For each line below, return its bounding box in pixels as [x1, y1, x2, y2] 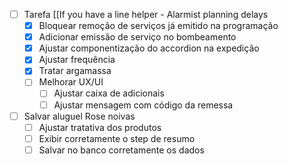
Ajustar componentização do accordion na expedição [38, 42, 260, 54]
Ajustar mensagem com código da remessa [53, 99, 234, 111]
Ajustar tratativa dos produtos [38, 121, 162, 133]
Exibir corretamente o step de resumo [38, 132, 196, 144]
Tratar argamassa [38, 65, 112, 77]
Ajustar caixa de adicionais [53, 87, 165, 99]
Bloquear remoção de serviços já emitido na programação [38, 20, 279, 32]
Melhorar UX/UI [38, 76, 104, 88]
